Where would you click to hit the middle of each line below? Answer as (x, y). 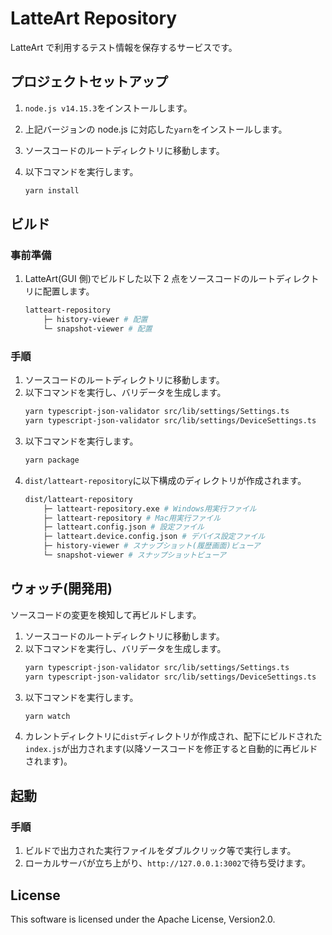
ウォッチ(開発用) (61, 588)
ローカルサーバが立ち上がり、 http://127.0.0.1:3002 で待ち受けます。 (168, 863)
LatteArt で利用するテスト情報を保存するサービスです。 (124, 47)
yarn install (52, 190)
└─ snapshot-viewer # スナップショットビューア (135, 555)
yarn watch (47, 716)
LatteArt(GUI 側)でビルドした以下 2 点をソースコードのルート (150, 279)
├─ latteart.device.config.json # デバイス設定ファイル (154, 537)
